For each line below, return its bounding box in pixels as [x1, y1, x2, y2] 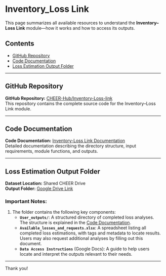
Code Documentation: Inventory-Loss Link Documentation [5, 138, 125, 144]
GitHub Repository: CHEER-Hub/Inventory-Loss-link [5, 95, 113, 101]
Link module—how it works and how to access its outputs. [16, 25, 135, 31]
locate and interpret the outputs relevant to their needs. [19, 251, 132, 257]
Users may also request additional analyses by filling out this [19, 235, 143, 241]
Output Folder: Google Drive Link [5, 185, 73, 191]
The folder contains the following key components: [12, 209, 116, 215]
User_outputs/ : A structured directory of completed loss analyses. [19, 214, 154, 221]
